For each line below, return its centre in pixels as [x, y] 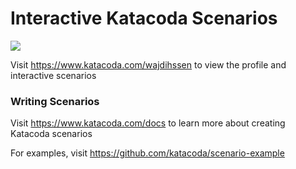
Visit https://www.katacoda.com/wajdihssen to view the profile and [148, 64]
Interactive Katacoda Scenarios [144, 18]
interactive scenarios [53, 75]
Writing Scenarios [55, 101]
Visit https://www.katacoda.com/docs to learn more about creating [148, 123]
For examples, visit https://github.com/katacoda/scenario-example [147, 153]
